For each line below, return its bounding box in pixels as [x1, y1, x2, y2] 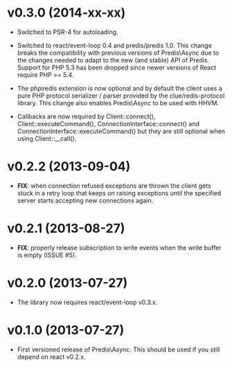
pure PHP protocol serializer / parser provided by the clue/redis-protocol [17, 91, 225, 100]
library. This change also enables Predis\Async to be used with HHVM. [17, 98, 220, 107]
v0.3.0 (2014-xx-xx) [7, 5, 126, 21]
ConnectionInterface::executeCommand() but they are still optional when [17, 127, 226, 135]
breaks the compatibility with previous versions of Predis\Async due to [17, 49, 220, 57]
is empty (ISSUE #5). [17, 251, 78, 259]
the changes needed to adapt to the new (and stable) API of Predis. [17, 55, 210, 64]
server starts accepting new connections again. [17, 196, 154, 204]
